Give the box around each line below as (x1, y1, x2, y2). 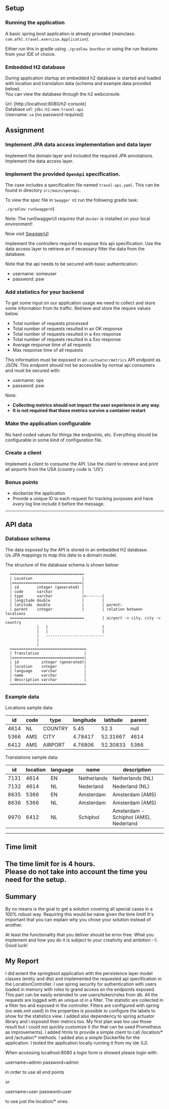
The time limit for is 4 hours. (5, 859, 96, 868)
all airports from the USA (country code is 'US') (5, 466, 103, 472)
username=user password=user (5, 1088, 72, 1094)
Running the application (5, 19, 65, 26)
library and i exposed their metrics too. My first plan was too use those (5, 1018, 152, 1024)
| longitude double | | (10, 598, 105, 603)
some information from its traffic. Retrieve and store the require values (5, 305, 151, 311)
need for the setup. (5, 875, 67, 884)
